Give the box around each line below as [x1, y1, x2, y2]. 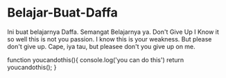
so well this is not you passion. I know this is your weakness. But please [7, 35, 212, 43]
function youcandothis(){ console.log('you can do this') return [7, 55, 184, 64]
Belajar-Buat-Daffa [7, 5, 118, 21]
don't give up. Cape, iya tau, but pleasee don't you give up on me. [7, 42, 195, 50]
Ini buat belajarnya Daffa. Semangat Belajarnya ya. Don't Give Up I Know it [7, 28, 220, 36]
